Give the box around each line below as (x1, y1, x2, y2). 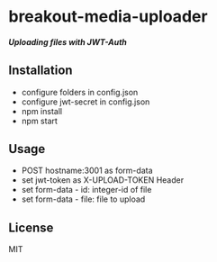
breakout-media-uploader (8, 6, 208, 27)
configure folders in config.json (21, 86, 139, 97)
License (8, 220, 54, 235)
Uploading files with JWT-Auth (8, 36, 128, 47)
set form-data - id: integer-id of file (21, 185, 152, 195)
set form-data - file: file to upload (21, 194, 146, 204)
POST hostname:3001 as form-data (21, 165, 153, 176)
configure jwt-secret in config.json (21, 96, 150, 107)
